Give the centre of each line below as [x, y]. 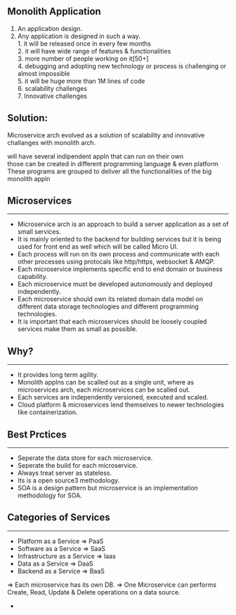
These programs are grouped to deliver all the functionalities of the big [110, 171]
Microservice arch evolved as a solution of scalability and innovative [106, 135]
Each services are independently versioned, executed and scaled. [113, 397]
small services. [39, 232]
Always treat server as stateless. [65, 473]
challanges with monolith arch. [52, 142]
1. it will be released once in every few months [84, 43]
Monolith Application [54, 12]
